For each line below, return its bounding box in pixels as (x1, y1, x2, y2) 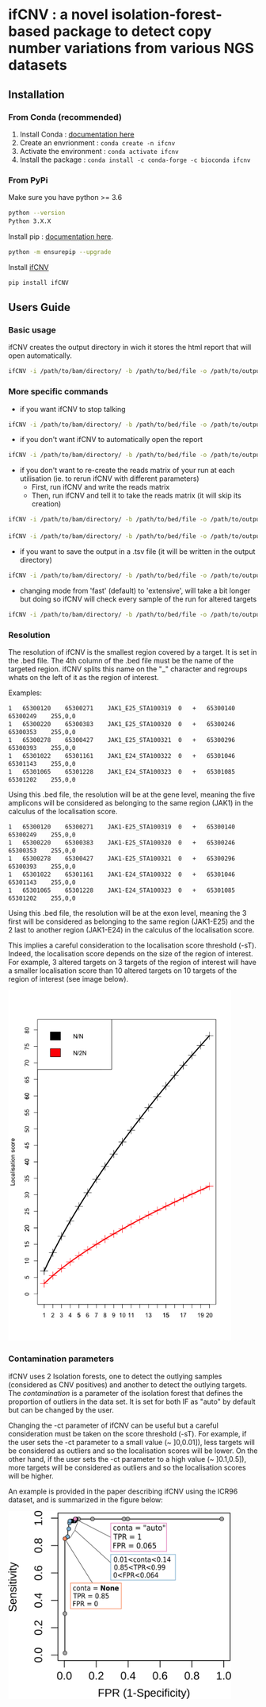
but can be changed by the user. (8, 1405, 115, 1414)
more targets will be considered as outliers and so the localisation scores (8, 1463, 247, 1472)
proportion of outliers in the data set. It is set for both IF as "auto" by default (8, 1397, 256, 1406)
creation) (31, 499, 62, 509)
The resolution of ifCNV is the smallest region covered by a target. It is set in (8, 647, 257, 656)
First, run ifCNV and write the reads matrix (31, 482, 170, 492)
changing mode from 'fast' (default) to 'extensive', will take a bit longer (19, 586, 251, 595)
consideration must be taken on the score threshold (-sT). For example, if (8, 1428, 247, 1438)
